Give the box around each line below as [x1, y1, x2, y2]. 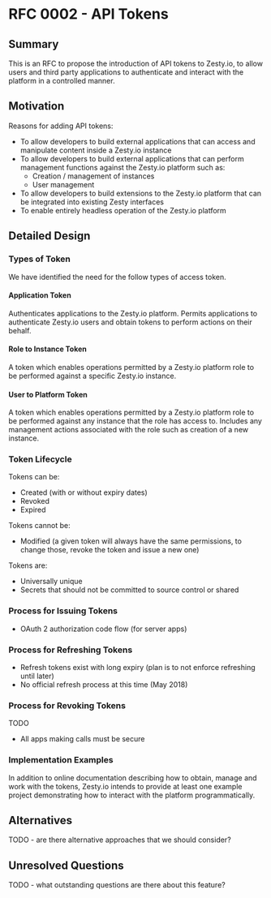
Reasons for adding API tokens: [8, 121, 114, 131]
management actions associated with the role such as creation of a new [8, 425, 249, 435]
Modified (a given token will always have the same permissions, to [19, 536, 242, 546]
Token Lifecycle [8, 453, 72, 465]
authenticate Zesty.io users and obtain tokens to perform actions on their [8, 317, 253, 327]
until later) [19, 671, 54, 681]
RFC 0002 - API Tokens [8, 5, 169, 24]
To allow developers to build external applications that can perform [19, 153, 245, 163]
